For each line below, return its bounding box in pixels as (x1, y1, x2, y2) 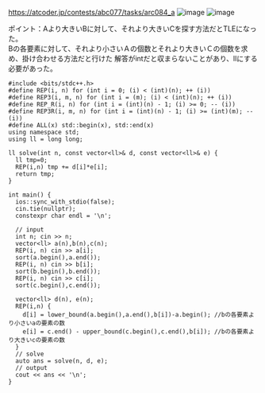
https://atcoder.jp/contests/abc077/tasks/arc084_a (8, 8, 175, 17)
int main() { (8, 191, 52, 199)
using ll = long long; (8, 135, 83, 143)
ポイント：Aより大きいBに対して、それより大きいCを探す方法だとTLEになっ (8, 24, 257, 33)
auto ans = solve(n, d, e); (15, 357, 109, 365)
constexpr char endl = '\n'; (15, 212, 112, 220)
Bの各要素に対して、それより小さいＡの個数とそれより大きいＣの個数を (8, 44, 242, 53)
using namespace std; (8, 128, 80, 136)
